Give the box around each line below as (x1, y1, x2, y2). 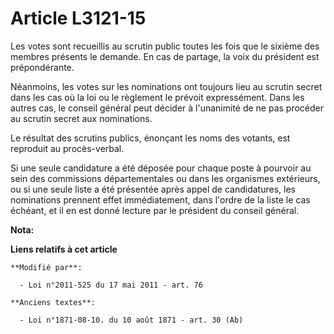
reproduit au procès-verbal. (10, 142, 125, 154)
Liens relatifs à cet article (10, 243, 118, 255)
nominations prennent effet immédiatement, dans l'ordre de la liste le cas (10, 193, 311, 206)
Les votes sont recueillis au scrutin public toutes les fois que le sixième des (10, 40, 320, 52)
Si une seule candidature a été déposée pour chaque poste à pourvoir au (10, 162, 312, 174)
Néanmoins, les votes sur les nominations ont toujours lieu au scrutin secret (10, 80, 323, 92)
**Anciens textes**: (10, 297, 97, 307)
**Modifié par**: (10, 262, 83, 272)
